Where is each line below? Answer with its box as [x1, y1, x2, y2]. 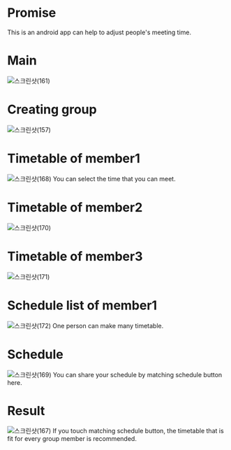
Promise [7, 5, 57, 21]
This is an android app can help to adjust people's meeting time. [7, 28, 192, 36]
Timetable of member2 [7, 199, 143, 215]
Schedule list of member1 [7, 297, 158, 313]
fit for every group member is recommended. [7, 435, 137, 443]
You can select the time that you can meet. [52, 174, 176, 183]
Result [7, 402, 45, 419]
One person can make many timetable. [52, 321, 164, 330]
